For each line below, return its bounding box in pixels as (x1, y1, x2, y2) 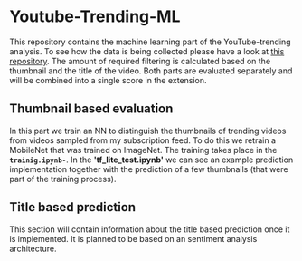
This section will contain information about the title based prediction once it (9, 224, 290, 235)
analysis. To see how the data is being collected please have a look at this (9, 45, 285, 56)
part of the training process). (9, 173, 117, 184)
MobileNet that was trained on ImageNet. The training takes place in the (9, 144, 278, 155)
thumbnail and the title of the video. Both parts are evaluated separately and (9, 65, 293, 76)
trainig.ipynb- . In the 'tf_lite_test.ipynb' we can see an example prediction (9, 154, 294, 165)
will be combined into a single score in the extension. (9, 74, 207, 85)
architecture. (9, 243, 57, 254)
